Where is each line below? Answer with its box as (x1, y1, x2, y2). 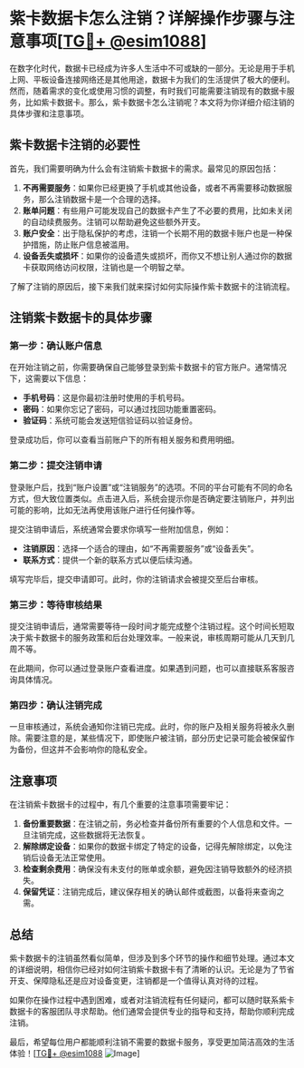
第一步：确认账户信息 (9, 339, 102, 352)
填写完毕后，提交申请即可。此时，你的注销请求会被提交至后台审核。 (9, 573, 263, 584)
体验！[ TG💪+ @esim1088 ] (9, 1047, 140, 1058)
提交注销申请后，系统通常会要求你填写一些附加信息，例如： (9, 524, 232, 534)
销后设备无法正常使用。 (22, 852, 110, 863)
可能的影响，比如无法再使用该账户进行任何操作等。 (9, 505, 200, 515)
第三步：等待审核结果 (9, 598, 102, 611)
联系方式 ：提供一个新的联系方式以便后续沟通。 (22, 554, 197, 565)
